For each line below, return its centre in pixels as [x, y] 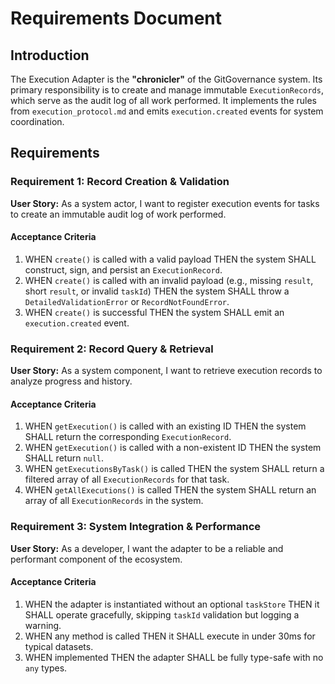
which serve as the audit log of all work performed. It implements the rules [163, 100]
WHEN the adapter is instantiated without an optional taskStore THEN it [172, 604]
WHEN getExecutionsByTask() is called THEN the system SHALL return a [174, 469]
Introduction [50, 55]
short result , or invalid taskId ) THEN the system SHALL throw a [157, 291]
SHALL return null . [64, 458]
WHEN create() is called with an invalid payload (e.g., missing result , [169, 280]
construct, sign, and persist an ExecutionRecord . [123, 269]
